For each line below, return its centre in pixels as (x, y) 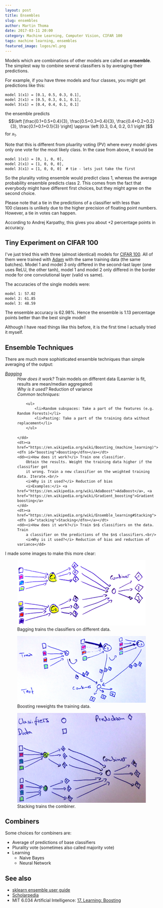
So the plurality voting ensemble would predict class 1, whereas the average (81, 178)
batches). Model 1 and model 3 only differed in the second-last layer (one (78, 265)
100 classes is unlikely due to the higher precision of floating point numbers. (81, 208)
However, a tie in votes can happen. (41, 213)
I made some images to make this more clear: (50, 553)
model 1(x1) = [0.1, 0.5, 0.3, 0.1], (43, 95)
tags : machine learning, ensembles (41, 41)
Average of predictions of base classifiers (54, 843)
